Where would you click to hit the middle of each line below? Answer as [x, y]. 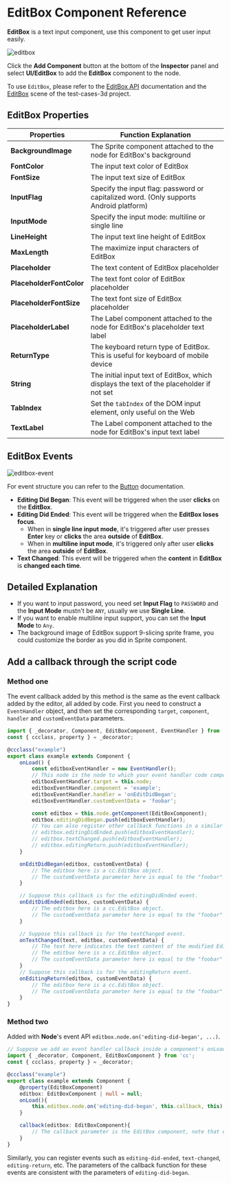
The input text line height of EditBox [148, 237]
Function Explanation [155, 134]
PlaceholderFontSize [45, 303]
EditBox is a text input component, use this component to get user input [109, 32]
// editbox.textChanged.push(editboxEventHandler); [108, 839]
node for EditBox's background [141, 155]
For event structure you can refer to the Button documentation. [96, 486]
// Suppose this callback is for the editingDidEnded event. [109, 896]
